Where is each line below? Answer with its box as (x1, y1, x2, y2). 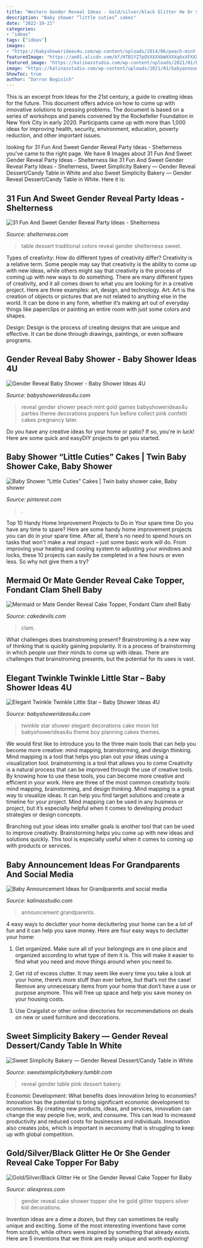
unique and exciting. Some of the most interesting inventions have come (6, 1222, 186, 1229)
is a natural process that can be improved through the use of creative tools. (6, 766, 194, 773)
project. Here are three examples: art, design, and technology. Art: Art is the (6, 286, 195, 293)
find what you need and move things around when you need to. (14, 958, 173, 965)
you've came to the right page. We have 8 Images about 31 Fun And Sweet (6, 150, 192, 158)
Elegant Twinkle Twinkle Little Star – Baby (6, 673, 166, 683)
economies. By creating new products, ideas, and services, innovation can (6, 1104, 192, 1112)
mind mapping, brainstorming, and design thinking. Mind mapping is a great (6, 786, 195, 793)
